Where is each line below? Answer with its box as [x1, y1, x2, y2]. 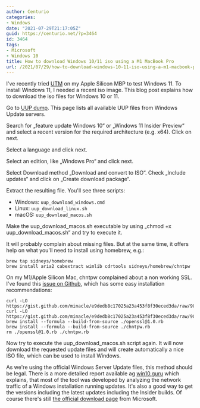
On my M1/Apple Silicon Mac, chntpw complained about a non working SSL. [6, 274, 192, 281]
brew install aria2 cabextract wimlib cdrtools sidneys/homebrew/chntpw [6, 264, 190, 270]
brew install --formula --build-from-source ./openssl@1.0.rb [6, 319, 164, 325]
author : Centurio [6, 8, 49, 15]
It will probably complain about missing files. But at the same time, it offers [6, 241, 189, 248]
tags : [6, 42, 20, 48]
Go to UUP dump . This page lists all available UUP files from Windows [6, 105, 177, 112]
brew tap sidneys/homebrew [6, 258, 73, 264]
